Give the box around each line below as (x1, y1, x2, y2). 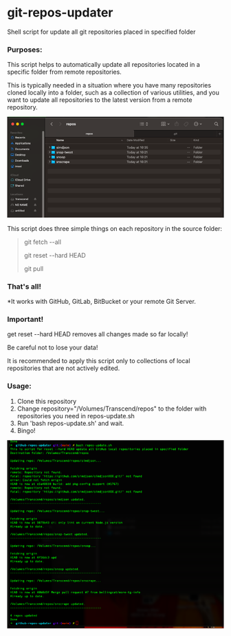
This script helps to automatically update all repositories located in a (7, 61, 201, 69)
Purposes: (7, 45, 43, 54)
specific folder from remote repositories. (7, 68, 122, 76)
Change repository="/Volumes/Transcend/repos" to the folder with (16, 404, 207, 413)
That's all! (7, 281, 41, 291)
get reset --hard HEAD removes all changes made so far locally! (7, 330, 188, 338)
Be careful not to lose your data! (7, 343, 98, 352)
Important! (7, 315, 44, 325)
